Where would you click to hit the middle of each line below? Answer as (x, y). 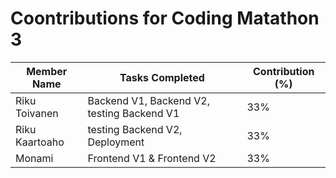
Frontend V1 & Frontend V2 (152, 158)
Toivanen (37, 113)
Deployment (116, 142)
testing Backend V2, (135, 129)
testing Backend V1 (133, 113)
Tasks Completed (162, 77)
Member (47, 71)
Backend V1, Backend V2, (148, 100)
